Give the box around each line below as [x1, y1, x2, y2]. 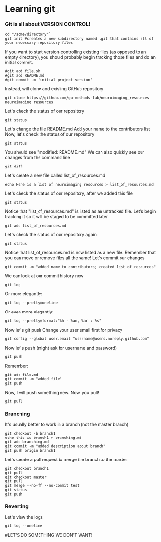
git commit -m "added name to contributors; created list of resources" [5, 265, 156, 270]
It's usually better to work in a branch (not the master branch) [5, 421, 129, 427]
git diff [5, 164, 23, 169]
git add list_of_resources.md [5, 223, 67, 228]
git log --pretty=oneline [5, 300, 58, 306]
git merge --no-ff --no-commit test [5, 483, 80, 488]
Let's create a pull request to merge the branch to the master [5, 457, 128, 462]
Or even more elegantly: [5, 309, 54, 315]
